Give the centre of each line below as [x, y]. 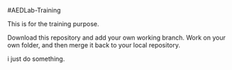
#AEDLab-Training [34, 10]
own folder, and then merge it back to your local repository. [94, 45]
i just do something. [36, 59]
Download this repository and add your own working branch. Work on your [116, 37]
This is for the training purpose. [53, 24]
